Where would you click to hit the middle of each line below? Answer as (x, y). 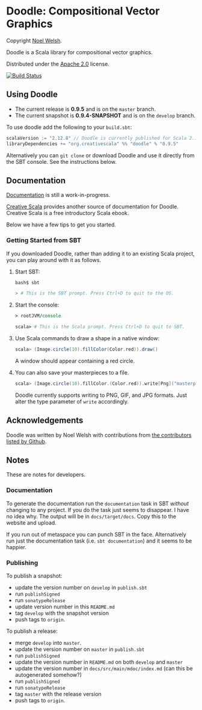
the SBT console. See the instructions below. (62, 161)
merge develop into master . (48, 643)
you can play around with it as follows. (54, 260)
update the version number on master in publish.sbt (80, 649)
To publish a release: (32, 631)
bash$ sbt (27, 282)
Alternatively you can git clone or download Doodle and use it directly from (100, 155)
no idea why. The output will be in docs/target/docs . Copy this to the (91, 516)
